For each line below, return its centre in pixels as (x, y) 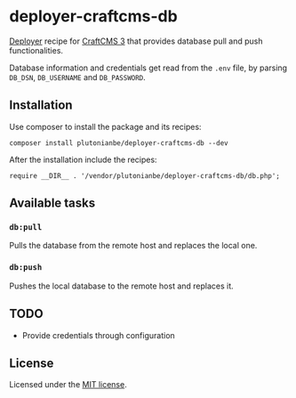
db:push (26, 268)
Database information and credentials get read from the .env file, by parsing (148, 68)
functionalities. (36, 50)
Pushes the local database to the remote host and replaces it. (121, 286)
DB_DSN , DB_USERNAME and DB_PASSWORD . (78, 77)
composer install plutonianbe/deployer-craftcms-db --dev (119, 143)
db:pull (26, 227)
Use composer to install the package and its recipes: (105, 126)
